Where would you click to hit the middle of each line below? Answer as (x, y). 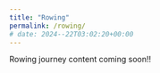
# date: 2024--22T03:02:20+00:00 (72, 34)
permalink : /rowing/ (48, 26)
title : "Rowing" (39, 17)
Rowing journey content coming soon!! (80, 60)
